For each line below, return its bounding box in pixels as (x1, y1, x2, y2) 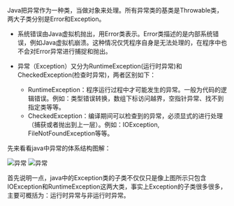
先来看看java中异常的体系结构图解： (7, 144, 111, 152)
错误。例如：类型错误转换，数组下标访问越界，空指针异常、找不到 (34, 94, 224, 103)
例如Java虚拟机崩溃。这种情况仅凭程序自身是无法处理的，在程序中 (29, 38, 221, 47)
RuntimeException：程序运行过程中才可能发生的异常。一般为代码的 (27, 86, 221, 94)
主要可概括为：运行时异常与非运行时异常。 (7, 191, 130, 199)
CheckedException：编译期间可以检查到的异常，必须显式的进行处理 (27, 112, 224, 120)
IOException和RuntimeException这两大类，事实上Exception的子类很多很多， (7, 182, 227, 191)
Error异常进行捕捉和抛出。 (36, 47, 112, 55)
